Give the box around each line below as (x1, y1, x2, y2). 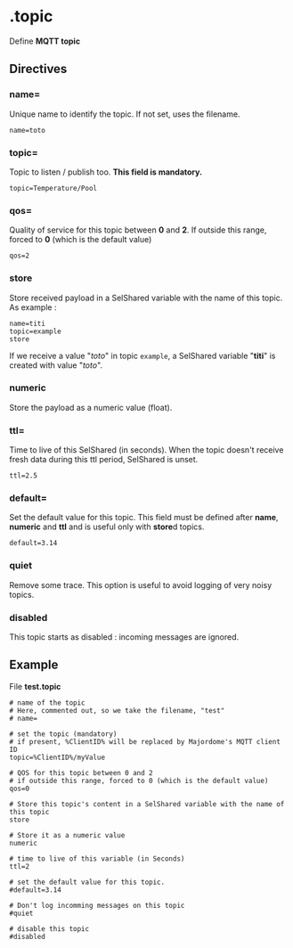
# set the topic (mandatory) (9, 729, 118, 739)
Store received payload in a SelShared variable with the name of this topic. (9, 292, 283, 303)
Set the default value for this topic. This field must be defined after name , (9, 512, 279, 523)
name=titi (9, 319, 46, 328)
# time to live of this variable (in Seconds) (9, 854, 185, 863)
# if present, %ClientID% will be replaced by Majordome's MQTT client (9, 737, 281, 746)
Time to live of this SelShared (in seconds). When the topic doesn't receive (9, 445, 284, 455)
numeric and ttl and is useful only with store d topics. (9, 521, 205, 532)
